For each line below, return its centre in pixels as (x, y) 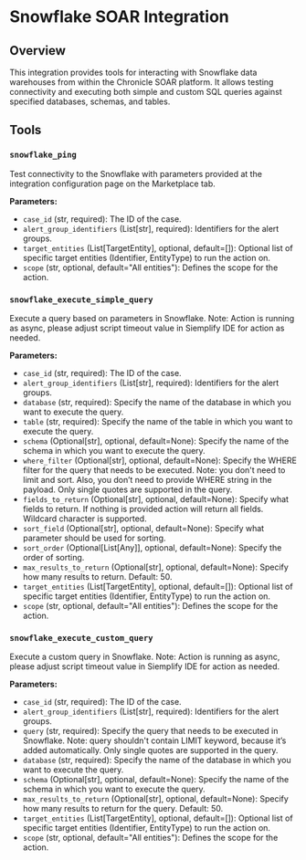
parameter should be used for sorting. (94, 538)
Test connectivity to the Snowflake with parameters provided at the (136, 173)
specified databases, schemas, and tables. (90, 101)
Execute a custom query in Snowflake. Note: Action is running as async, (145, 657)
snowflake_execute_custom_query (81, 638)
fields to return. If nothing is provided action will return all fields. (143, 509)
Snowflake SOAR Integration (120, 17)
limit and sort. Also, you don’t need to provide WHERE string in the (147, 479)
